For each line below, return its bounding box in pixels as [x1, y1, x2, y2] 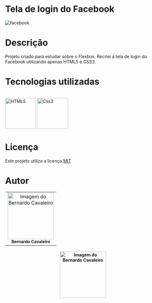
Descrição [5, 37, 48, 48]
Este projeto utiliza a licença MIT [5, 158, 72, 164]
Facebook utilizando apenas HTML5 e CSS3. [5, 58, 96, 65]
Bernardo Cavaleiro [11, 239, 50, 244]
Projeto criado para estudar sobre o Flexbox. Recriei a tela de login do [5, 53, 147, 59]
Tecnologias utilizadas [5, 76, 100, 87]
